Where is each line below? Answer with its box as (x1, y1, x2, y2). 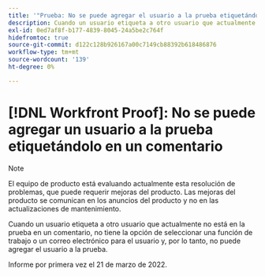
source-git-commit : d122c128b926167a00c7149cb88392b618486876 (8, 41, 217, 49)
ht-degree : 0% (8, 63, 55, 71)
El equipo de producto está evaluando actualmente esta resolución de (8, 178, 236, 188)
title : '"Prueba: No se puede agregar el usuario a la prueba (8, 11, 217, 20)
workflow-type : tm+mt (8, 48, 80, 56)
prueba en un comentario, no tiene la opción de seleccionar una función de (8, 227, 253, 237)
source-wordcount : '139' (8, 56, 90, 64)
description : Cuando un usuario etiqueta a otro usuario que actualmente (8, 19, 256, 27)
